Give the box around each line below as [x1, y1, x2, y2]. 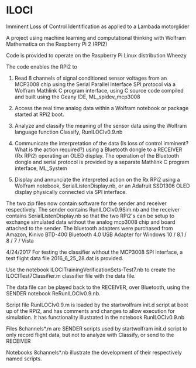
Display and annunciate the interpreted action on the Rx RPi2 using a [14, 176, 180, 183]
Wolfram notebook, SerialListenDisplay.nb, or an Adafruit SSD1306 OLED [14, 182, 190, 189]
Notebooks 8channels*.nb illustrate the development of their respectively [6, 349, 183, 356]
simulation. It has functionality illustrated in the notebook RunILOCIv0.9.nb [6, 314, 185, 321]
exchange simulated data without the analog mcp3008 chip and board [6, 218, 176, 226]
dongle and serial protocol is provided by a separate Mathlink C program [14, 158, 190, 165]
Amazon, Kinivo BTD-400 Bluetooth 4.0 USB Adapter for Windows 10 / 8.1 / [6, 231, 187, 238]
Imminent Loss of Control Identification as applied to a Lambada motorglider [6, 23, 190, 30]
